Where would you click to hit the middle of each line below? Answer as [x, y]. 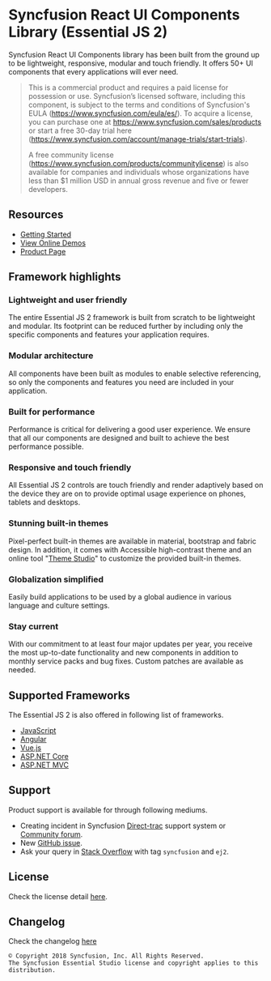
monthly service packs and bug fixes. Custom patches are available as [126, 661]
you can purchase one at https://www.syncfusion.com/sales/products [144, 122]
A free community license [71, 155]
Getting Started [45, 234]
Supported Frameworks [70, 695]
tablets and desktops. [44, 502]
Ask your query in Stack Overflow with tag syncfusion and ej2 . [124, 851]
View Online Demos [53, 243]
